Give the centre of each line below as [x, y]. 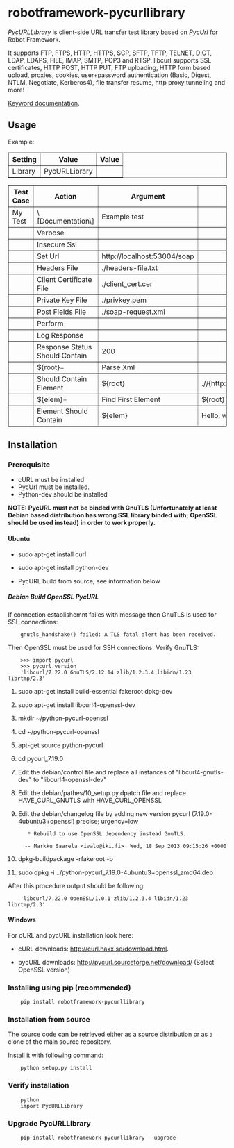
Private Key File [62, 300]
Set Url [48, 256]
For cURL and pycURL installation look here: [71, 935]
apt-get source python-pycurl [60, 745]
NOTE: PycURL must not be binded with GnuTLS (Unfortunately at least [112, 508]
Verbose [50, 233]
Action [66, 196]
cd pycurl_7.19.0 [41, 758]
